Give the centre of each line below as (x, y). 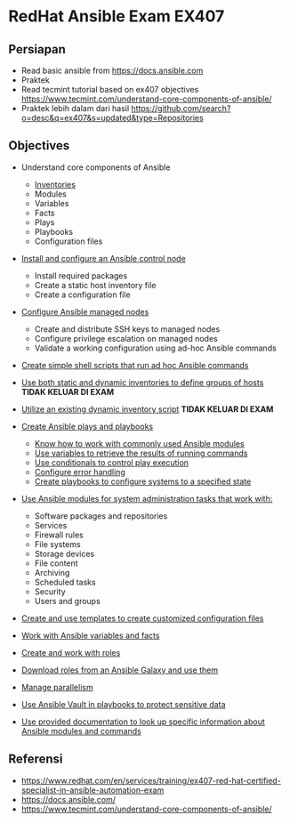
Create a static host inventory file (95, 285)
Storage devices (64, 553)
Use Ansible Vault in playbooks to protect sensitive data (123, 704)
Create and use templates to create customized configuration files (142, 618)
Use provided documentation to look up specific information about (143, 722)
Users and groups (68, 601)
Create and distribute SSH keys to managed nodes (127, 329)
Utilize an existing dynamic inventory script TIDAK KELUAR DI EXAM (147, 409)
